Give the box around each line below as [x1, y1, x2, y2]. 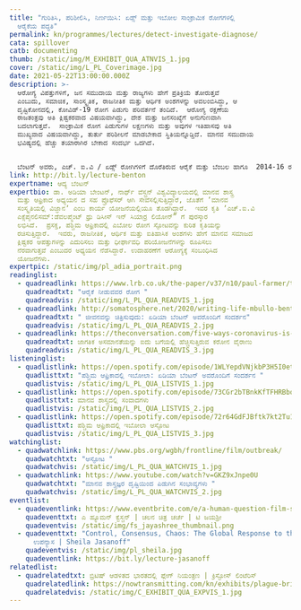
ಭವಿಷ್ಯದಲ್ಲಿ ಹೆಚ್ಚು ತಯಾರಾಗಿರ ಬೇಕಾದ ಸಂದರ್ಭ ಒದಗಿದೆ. [17, 138, 156, 147]
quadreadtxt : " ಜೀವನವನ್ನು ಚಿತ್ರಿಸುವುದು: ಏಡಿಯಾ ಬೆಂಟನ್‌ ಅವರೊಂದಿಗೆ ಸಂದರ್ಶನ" [25, 312, 251, 321]
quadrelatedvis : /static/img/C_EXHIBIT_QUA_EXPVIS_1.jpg [25, 588, 243, 597]
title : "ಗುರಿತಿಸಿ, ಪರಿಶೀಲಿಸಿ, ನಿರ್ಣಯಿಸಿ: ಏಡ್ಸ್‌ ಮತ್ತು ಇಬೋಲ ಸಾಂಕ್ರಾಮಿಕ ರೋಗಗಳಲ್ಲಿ [9, 13, 236, 22]
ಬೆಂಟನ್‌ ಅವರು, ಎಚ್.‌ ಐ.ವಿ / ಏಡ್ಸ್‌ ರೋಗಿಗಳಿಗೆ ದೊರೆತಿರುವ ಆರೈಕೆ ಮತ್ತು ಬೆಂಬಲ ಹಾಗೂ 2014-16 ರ [17, 162, 292, 171]
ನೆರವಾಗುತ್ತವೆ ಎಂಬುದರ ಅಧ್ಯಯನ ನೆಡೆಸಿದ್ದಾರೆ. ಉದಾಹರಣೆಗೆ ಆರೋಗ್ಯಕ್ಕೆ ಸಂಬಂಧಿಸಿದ [17, 246, 218, 255]
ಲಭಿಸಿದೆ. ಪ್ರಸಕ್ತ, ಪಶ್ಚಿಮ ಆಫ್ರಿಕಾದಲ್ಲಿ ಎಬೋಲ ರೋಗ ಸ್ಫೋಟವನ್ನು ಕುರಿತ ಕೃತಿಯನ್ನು [17, 221, 222, 230]
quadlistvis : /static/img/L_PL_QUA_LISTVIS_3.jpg [25, 429, 215, 438]
